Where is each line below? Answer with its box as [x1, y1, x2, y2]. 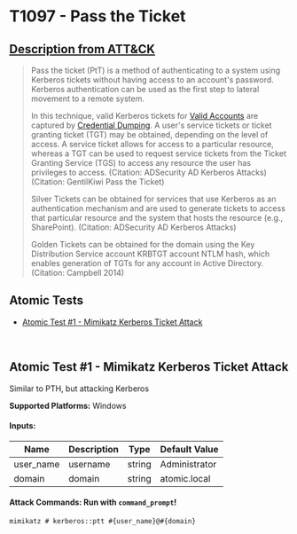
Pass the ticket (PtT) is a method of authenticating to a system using [30, 65, 281, 75]
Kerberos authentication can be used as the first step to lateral [30, 84, 260, 94]
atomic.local [160, 472, 211, 484]
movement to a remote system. [30, 93, 145, 104]
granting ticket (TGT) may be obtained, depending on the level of [30, 130, 269, 139]
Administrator [160, 458, 217, 470]
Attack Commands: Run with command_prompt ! [9, 497, 177, 507]
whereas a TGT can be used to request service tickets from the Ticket [30, 148, 286, 159]
